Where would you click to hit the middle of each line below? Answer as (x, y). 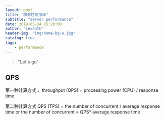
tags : (11, 43)
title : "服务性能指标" (27, 15)
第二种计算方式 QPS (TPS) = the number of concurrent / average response (83, 106)
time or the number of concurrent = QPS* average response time (73, 112)
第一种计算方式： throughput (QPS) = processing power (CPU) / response (82, 90)
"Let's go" (28, 62)
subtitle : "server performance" (39, 19)
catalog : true (20, 38)
